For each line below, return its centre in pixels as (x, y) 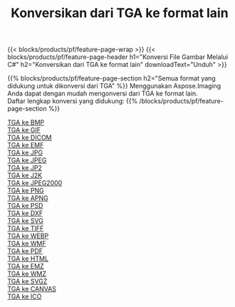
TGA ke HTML (28, 259)
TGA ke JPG (25, 153)
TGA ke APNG (28, 198)
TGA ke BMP (26, 123)
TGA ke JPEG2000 (35, 183)
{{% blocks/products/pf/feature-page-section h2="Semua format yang (111, 78)
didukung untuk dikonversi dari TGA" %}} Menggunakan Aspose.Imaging (114, 86)
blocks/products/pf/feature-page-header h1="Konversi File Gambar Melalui (118, 57)
